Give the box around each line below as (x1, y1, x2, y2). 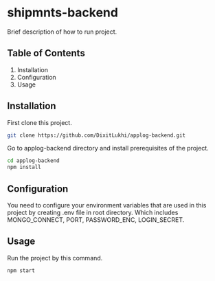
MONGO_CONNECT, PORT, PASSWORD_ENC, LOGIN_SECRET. (7, 216, 185, 224)
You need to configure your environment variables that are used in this (7, 201, 207, 209)
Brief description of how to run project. (7, 27, 117, 36)
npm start (7, 267, 36, 274)
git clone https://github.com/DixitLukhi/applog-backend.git (7, 132, 186, 139)
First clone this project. (7, 118, 72, 126)
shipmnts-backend (7, 5, 119, 21)
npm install (7, 164, 41, 171)
